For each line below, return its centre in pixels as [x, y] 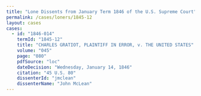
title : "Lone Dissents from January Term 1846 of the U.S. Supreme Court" [101, 12]
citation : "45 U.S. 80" [47, 73]
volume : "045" [34, 51]
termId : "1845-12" [40, 39]
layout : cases [24, 23]
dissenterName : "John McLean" [55, 84]
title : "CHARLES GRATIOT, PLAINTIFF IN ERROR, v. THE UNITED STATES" [106, 45]
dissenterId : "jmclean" [47, 78]
